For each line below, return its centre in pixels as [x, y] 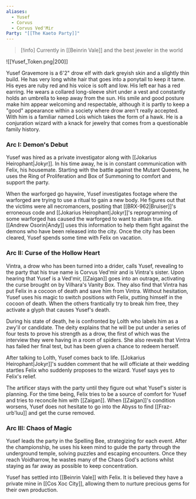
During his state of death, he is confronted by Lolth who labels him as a [92, 321]
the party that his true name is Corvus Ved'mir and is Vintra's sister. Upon [95, 272]
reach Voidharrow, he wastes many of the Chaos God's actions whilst [90, 460]
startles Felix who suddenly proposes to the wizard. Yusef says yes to [90, 370]
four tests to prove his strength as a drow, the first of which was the [88, 333]
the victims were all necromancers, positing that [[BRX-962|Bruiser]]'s [91, 206]
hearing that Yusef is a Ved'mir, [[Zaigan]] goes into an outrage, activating [96, 278]
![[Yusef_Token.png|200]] [37, 62]
